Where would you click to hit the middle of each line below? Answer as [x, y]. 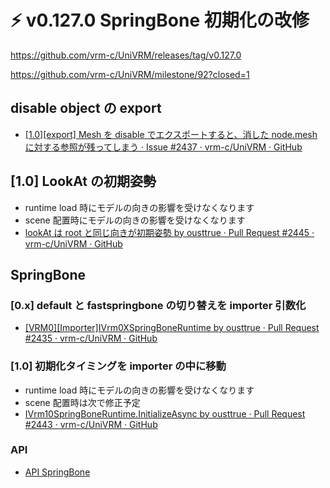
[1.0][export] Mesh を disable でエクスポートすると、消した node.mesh [171, 134]
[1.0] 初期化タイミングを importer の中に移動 [118, 366]
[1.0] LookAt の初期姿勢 [83, 181]
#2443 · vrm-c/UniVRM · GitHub [91, 424]
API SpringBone [57, 472]
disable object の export [86, 108]
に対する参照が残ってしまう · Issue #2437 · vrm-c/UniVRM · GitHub [163, 147]
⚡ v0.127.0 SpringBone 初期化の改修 [160, 20]
